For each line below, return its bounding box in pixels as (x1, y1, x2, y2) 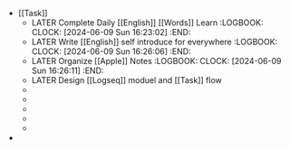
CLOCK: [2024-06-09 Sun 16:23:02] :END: (31, 27, 191, 37)
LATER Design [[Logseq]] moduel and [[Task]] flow (31, 75, 222, 85)
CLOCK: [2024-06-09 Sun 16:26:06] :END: (31, 46, 192, 57)
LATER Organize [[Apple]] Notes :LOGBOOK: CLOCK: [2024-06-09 (31, 56, 282, 66)
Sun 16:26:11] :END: (31, 65, 104, 76)
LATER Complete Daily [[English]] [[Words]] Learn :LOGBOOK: (31, 17, 264, 28)
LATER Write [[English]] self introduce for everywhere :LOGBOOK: (31, 36, 278, 47)
